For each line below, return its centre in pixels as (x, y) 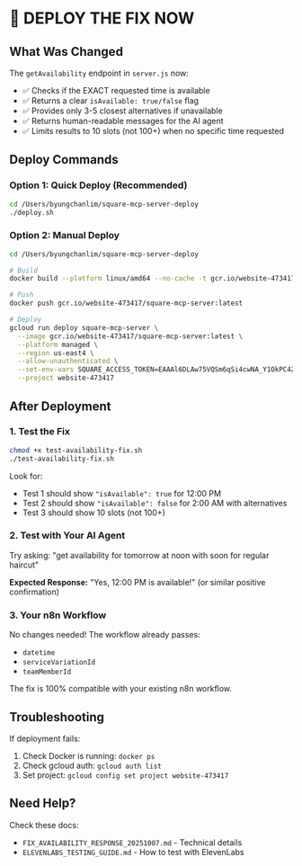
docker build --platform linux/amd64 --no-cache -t (108, 279)
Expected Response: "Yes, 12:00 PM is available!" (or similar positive (138, 582)
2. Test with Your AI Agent (67, 536)
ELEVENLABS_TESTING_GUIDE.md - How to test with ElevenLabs (133, 852)
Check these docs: (44, 825)
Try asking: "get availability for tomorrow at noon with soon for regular (139, 555)
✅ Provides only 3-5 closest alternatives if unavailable (122, 111)
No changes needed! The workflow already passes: (105, 635)
